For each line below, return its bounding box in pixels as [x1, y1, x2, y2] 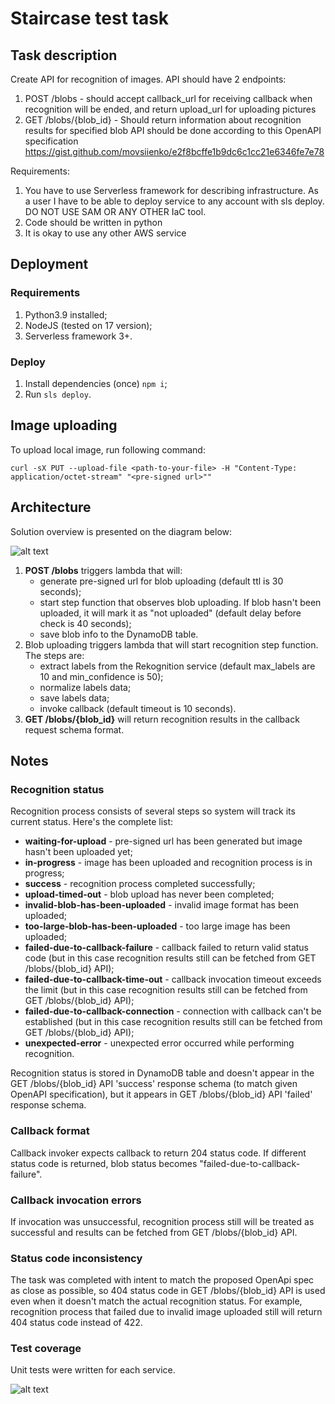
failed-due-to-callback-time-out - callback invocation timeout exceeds [24, 973, 322, 986]
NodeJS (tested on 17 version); [24, 319, 153, 331]
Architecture [10, 499, 92, 516]
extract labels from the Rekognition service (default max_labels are [39, 660, 316, 672]
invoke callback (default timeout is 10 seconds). [39, 702, 237, 714]
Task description [10, 47, 118, 64]
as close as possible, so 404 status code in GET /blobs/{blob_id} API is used [10, 1285, 326, 1297]
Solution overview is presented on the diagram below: [10, 525, 233, 537]
